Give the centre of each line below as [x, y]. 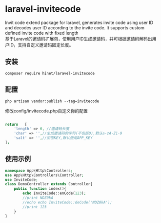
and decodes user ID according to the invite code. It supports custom [75, 27]
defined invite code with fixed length [42, 33]
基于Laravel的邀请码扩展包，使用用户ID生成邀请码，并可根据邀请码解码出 [79, 39]
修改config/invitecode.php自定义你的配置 [46, 111]
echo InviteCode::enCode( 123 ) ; [54, 193]
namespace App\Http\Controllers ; [39, 170]
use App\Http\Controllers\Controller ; [44, 175]
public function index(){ [40, 189]
